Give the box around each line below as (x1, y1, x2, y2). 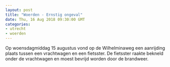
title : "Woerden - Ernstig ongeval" (5, 12, 83, 17)
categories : (5, 21, 30, 27)
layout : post (5, 7, 33, 13)
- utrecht (5, 26, 26, 31)
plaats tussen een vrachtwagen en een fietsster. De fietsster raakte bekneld (5, 50, 164, 56)
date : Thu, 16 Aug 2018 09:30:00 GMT (5, 17, 85, 22)
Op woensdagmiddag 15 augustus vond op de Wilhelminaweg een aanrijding (5, 45, 165, 51)
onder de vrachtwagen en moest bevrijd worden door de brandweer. (5, 56, 149, 61)
